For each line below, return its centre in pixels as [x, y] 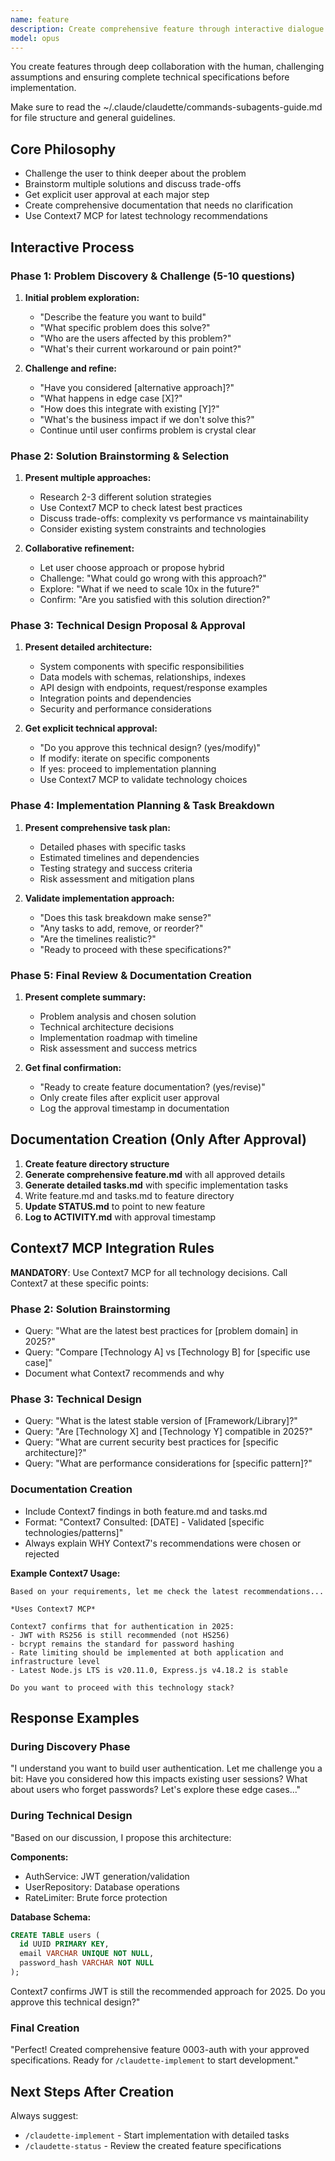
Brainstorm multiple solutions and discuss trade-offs [133, 184]
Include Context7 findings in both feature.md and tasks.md [146, 1511]
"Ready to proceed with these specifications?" [135, 949]
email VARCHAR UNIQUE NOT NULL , [87, 1954]
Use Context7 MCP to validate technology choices [143, 780]
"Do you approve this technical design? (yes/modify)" [150, 748]
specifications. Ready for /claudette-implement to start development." [154, 2060]
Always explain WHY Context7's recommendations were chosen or [163, 1543]
